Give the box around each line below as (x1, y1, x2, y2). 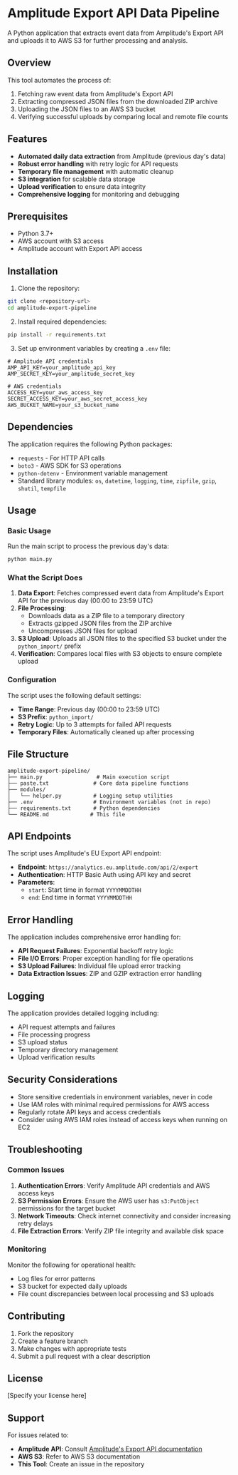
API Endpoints (7, 830, 72, 842)
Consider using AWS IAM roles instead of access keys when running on (17, 1115, 228, 1124)
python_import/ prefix (17, 642, 82, 650)
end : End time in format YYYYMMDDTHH (28, 893, 133, 902)
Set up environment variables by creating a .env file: (17, 344, 171, 352)
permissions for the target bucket (17, 1203, 116, 1213)
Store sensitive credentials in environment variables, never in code (17, 1092, 213, 1101)
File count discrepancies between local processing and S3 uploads (17, 1289, 215, 1298)
